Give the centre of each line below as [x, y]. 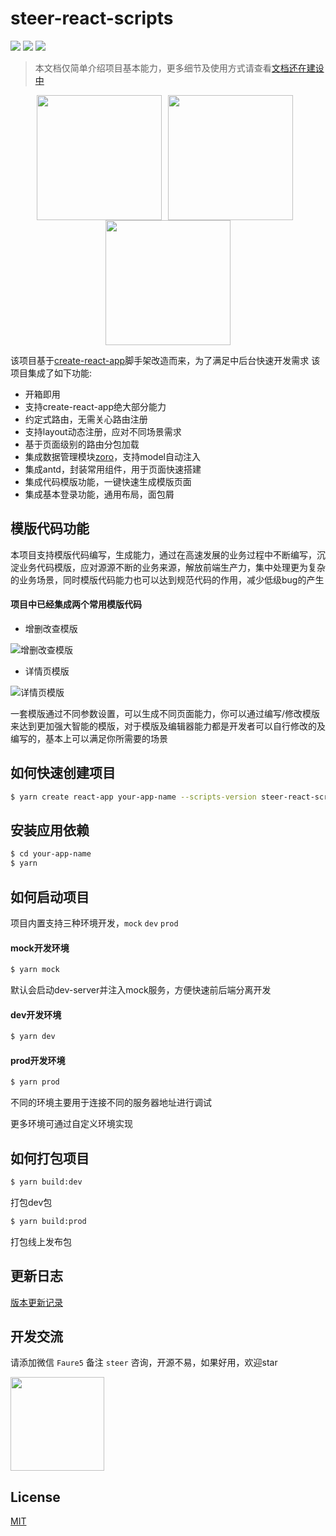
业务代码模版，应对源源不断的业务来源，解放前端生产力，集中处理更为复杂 [172, 567]
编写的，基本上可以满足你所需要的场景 [89, 738]
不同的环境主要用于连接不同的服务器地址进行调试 [111, 1103]
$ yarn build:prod [48, 1221]
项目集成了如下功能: [51, 373]
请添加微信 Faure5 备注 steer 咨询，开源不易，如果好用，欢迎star [144, 1363]
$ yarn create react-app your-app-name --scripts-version [133, 797]
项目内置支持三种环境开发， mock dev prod [94, 923]
